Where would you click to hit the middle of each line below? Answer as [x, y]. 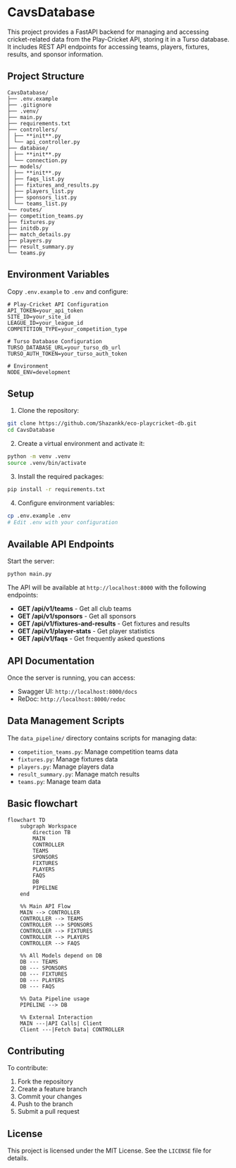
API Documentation [51, 660]
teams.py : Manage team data [59, 781]
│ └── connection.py [38, 160]
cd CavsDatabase [31, 430]
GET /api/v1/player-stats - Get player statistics [86, 631]
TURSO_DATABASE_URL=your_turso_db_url [64, 347]
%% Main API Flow [45, 906]
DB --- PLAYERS [42, 980]
